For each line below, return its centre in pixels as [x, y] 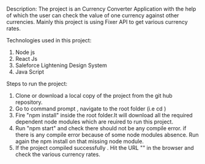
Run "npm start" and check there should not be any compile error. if [101, 128]
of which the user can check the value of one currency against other [93, 15]
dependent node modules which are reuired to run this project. [94, 122]
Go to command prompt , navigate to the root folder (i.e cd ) [91, 109]
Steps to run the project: [37, 84]
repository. [29, 102]
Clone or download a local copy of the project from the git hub [94, 96]
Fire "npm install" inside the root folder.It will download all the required [104, 115]
